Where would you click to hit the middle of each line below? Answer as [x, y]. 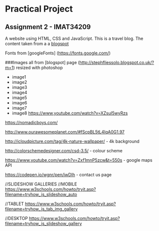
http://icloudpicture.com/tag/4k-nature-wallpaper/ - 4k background [72, 141]
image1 [19, 77]
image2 [20, 82]
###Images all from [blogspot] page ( [42, 62]
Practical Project [39, 9]
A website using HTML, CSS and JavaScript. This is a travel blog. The [74, 38]
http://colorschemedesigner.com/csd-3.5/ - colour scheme [64, 151]
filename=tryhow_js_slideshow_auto [41, 194]
